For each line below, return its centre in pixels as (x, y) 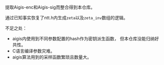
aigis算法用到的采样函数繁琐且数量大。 (52, 57)
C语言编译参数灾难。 (34, 51)
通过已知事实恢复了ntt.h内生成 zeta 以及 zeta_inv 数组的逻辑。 (66, 18)
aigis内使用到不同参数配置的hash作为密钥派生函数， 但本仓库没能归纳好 (86, 39)
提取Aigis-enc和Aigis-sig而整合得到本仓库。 (50, 7)
